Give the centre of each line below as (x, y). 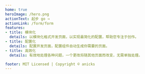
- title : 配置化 (21, 42)
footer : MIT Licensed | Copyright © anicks (50, 64)
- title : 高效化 (21, 50)
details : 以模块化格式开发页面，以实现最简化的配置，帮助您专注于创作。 (74, 37)
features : (15, 28)
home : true (16, 10)
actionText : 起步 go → (27, 19)
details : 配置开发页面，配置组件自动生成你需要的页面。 (60, 46)
